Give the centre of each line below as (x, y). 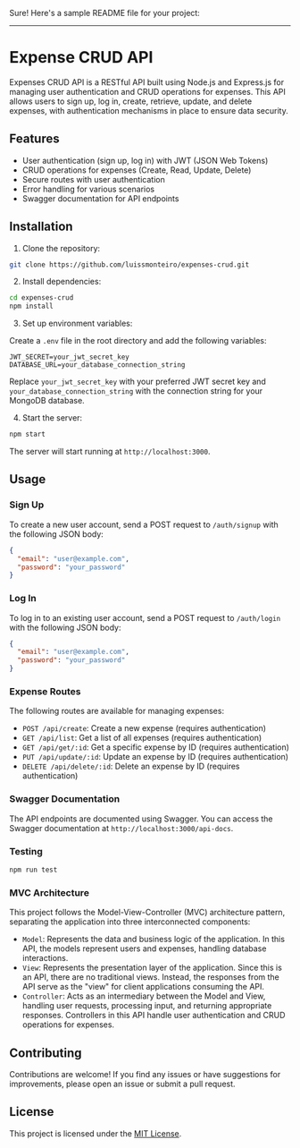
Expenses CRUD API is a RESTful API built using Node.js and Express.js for (146, 82)
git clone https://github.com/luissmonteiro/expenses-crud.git (129, 264)
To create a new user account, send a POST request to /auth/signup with (144, 524)
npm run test (33, 870)
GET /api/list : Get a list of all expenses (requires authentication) (142, 738)
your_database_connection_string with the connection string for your (136, 391)
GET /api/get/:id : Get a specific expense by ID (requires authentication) (156, 747)
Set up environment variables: (77, 323)
